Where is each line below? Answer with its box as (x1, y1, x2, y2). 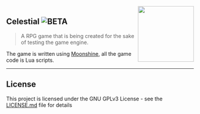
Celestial (6, 17, 40, 27)
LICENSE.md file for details (6, 101, 73, 109)
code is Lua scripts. (6, 56, 55, 64)
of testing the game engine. (20, 39, 89, 46)
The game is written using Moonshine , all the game (6, 50, 132, 57)
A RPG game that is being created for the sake (20, 32, 135, 39)
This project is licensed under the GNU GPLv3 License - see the (6, 95, 162, 102)
